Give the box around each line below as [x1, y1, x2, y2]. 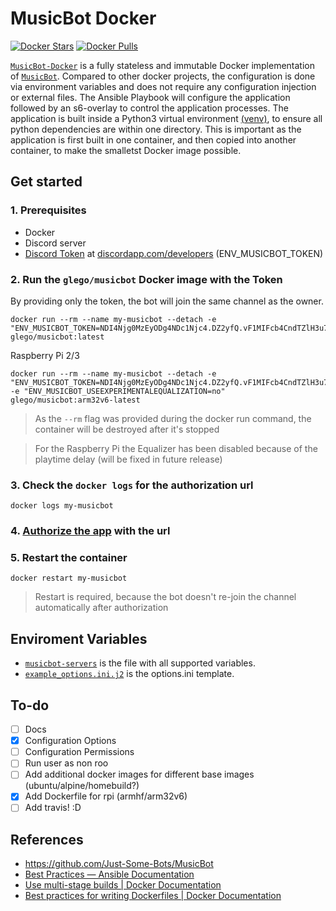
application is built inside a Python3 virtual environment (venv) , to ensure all [10, 112, 323, 124]
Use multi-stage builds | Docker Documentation [24, 879, 222, 891]
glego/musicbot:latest [10, 332, 105, 342]
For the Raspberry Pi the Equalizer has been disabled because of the [34, 442, 318, 454]
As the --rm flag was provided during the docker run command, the [34, 412, 312, 424]
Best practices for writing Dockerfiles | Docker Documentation [24, 890, 282, 902]
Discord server [24, 237, 87, 249]
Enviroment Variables [10, 630, 148, 647]
